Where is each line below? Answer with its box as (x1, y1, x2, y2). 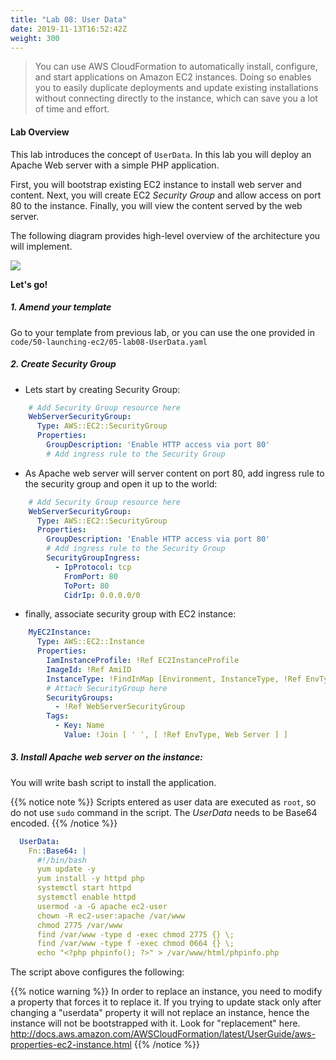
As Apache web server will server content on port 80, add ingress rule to (24, 467, 325, 479)
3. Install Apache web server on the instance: (10, 751, 203, 763)
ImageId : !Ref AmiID (46, 664, 132, 675)
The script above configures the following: (10, 966, 185, 978)
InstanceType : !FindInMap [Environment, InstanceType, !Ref (46, 674, 302, 684)
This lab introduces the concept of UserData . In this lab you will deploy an (10, 148, 312, 160)
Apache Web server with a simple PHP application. (10, 159, 220, 171)
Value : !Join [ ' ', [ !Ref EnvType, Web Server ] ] (63, 730, 288, 740)
